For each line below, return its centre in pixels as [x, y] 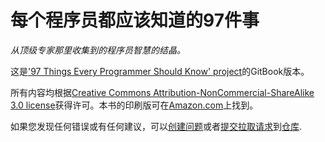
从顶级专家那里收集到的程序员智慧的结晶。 [98, 50]
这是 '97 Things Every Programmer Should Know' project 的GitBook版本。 [160, 71]
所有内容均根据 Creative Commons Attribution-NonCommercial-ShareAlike [162, 92]
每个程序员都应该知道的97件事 [135, 20]
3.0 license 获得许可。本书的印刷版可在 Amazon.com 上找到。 [134, 105]
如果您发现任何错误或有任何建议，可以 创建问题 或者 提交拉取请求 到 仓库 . [156, 126]
